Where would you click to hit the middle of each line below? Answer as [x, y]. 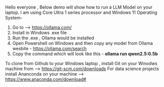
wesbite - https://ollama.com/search [49, 48]
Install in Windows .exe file [39, 33]
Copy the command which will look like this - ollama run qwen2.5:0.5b [85, 54]
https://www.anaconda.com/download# [46, 79]
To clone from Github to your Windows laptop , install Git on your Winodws [81, 63]
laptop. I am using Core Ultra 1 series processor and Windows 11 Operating [81, 12]
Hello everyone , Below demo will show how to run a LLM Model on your [79, 7]
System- [14, 18]
